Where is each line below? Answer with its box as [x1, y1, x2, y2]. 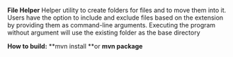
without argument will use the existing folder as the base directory [7, 28, 200, 37]
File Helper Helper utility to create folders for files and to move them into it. [7, 6, 227, 14]
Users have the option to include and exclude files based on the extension [7, 13, 224, 22]
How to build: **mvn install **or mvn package [7, 42, 143, 50]
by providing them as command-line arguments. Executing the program [7, 21, 216, 29]
